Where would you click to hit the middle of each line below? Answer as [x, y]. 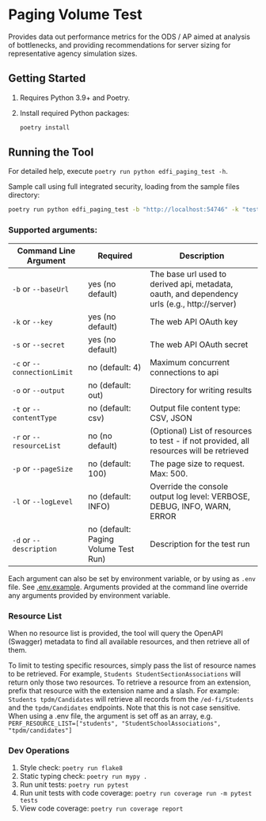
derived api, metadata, [192, 283]
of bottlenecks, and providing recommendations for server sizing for [120, 44]
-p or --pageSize [43, 468]
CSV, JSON [171, 418]
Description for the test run [200, 544]
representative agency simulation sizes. [73, 53]
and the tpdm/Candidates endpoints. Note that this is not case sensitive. [124, 707]
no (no [100, 436]
